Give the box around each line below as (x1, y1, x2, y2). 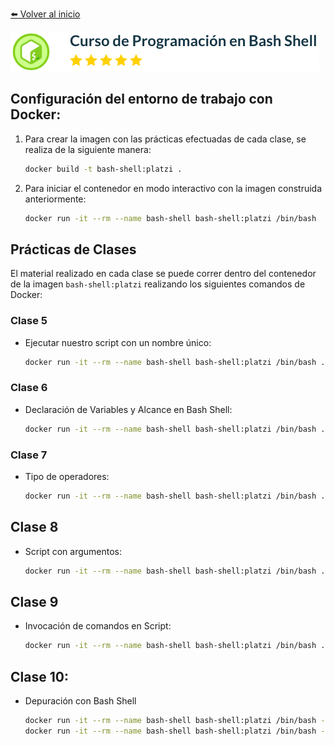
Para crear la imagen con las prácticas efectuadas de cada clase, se (24, 133, 307, 145)
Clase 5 (10, 314, 48, 328)
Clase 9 (10, 593, 59, 610)
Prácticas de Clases (10, 241, 137, 258)
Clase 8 (10, 519, 59, 536)
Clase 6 (10, 381, 48, 395)
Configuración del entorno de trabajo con (10, 91, 273, 108)
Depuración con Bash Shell (24, 695, 137, 707)
